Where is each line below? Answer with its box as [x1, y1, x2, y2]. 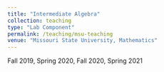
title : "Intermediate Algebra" [7, 10, 101, 18]
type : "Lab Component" [7, 24, 75, 31]
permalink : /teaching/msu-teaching [7, 30, 113, 38]
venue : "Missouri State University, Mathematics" [7, 37, 158, 44]
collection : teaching [7, 17, 72, 24]
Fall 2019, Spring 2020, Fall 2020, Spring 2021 [7, 56, 143, 65]
